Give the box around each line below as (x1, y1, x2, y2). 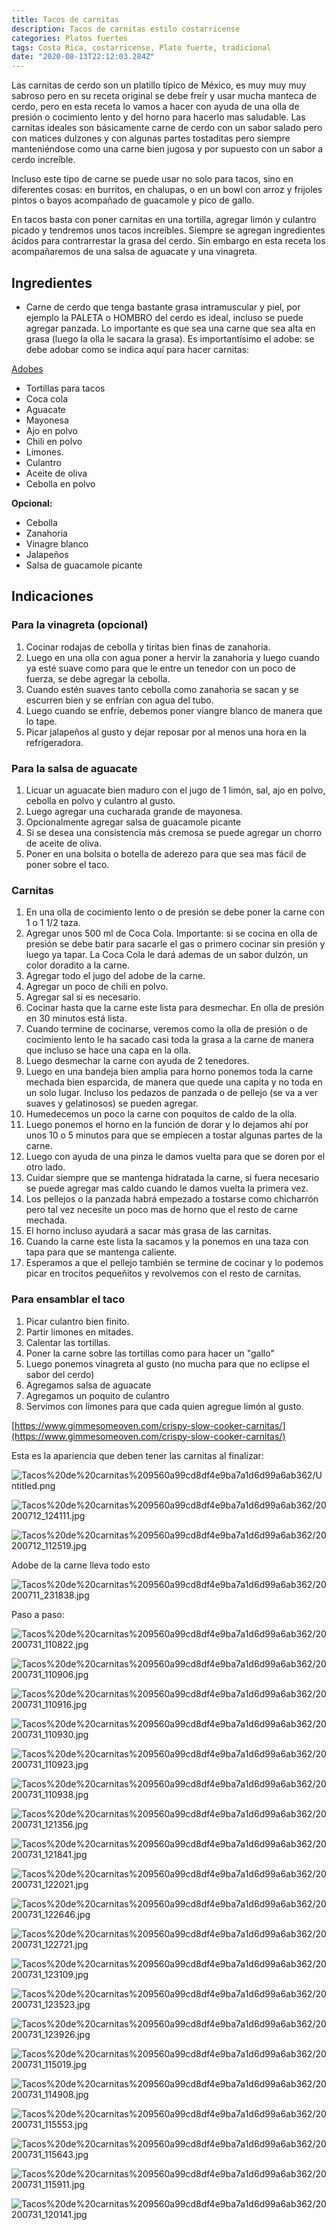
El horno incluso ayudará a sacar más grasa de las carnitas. (25, 1225, 272, 1237)
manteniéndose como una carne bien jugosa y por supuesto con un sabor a (11, 143, 324, 155)
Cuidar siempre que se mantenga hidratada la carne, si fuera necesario (25, 1172, 320, 1184)
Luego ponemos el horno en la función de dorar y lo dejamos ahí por (25, 1119, 309, 1131)
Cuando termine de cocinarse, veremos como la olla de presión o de (25, 1023, 308, 1035)
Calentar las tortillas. (25, 1336, 111, 1348)
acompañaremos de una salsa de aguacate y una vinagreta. (11, 246, 258, 258)
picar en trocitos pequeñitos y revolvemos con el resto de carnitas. (25, 1267, 302, 1280)
